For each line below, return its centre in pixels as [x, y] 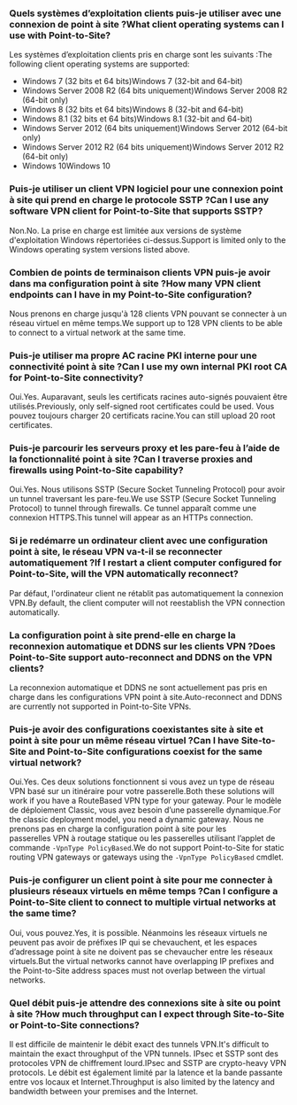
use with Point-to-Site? [60, 35]
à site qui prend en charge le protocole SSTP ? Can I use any [139, 200]
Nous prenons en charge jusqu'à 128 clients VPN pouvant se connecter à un [148, 314]
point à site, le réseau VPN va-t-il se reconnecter [116, 552]
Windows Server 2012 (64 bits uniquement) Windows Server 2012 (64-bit [155, 128]
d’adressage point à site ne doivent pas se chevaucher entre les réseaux [141, 952]
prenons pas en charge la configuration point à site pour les [118, 829]
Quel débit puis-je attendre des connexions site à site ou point [145, 1002]
